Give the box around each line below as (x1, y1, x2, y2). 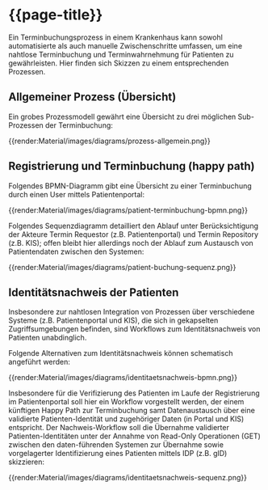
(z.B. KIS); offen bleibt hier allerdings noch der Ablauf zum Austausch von (8, 238, 254, 247)
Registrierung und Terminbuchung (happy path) (8, 159, 255, 173)
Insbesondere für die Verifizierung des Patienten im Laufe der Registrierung (8, 388, 260, 398)
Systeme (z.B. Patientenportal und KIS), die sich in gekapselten (8, 315, 219, 325)
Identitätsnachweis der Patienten (8, 285, 179, 299)
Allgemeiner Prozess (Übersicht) (8, 91, 177, 104)
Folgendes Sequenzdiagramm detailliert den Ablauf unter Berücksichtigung (8, 221, 259, 230)
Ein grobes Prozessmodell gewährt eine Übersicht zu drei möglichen (8, 112, 237, 121)
